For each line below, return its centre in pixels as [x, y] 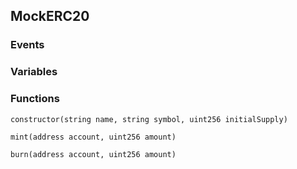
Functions [35, 99]
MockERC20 [50, 16]
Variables [34, 72]
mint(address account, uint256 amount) [93, 137]
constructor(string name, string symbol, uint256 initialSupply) [149, 119]
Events [27, 45]
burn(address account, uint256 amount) [93, 154]
